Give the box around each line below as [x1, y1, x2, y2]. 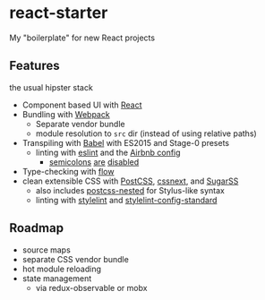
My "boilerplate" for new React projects [9, 32, 155, 43]
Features [9, 58, 60, 73]
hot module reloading [21, 263, 101, 274]
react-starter [9, 3, 108, 23]
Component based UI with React [21, 99, 142, 110]
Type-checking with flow [21, 166, 115, 176]
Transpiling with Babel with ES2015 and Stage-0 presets [21, 137, 230, 148]
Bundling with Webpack [21, 108, 110, 119]
